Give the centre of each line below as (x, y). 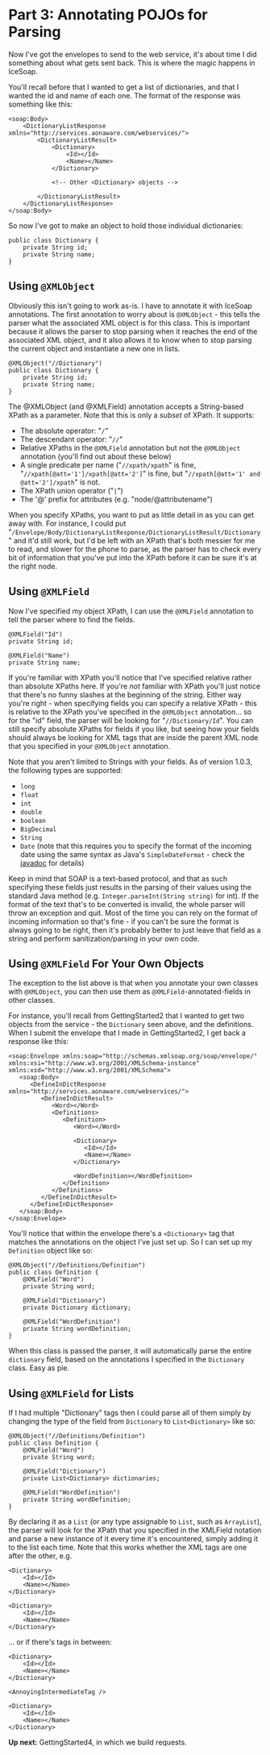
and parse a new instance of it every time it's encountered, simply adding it (133, 1539)
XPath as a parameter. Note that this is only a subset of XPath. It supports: (131, 415)
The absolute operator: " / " (64, 430)
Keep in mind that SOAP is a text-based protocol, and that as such (118, 878)
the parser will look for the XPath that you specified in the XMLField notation (135, 1530)
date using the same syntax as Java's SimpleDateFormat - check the (132, 854)
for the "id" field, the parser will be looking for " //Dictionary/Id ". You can (131, 720)
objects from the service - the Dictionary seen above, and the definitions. (131, 1025)
